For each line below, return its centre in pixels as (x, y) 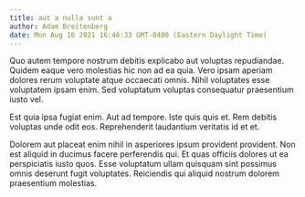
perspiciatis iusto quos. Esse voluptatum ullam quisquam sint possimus (143, 164)
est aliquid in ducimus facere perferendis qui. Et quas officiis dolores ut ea (149, 154)
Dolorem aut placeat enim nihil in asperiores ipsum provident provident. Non (152, 145)
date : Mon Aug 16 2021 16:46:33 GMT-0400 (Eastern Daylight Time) (138, 35)
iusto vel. (26, 99)
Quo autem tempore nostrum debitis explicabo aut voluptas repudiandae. (147, 61)
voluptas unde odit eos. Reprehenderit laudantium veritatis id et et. (135, 127)
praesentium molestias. (53, 183)
